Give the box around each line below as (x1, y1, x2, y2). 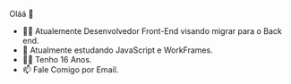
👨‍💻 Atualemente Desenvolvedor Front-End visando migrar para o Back (21, 26, 282, 36)
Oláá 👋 (9, 9, 34, 19)
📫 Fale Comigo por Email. (21, 64, 119, 75)
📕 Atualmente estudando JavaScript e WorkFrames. (21, 45, 213, 55)
